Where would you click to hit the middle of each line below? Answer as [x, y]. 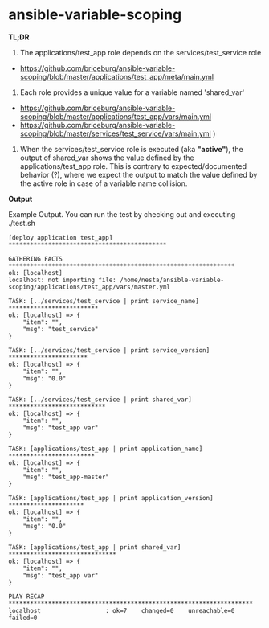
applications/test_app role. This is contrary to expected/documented [133, 166]
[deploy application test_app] [61, 238]
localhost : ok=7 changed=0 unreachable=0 [122, 610]
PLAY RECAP [26, 597]
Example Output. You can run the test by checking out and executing [122, 214]
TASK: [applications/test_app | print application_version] [111, 498]
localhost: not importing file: [62, 280]
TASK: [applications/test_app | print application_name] [106, 449]
